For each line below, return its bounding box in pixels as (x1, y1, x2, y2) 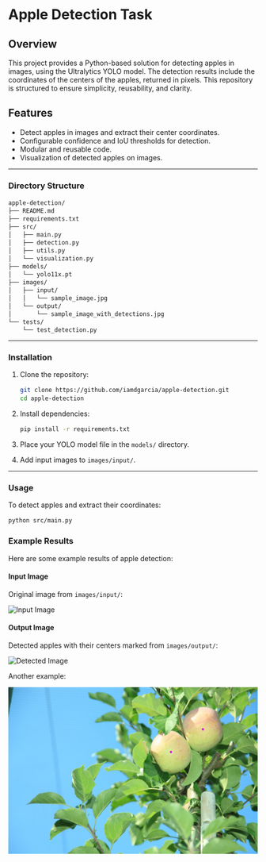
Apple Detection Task (8, 6, 153, 24)
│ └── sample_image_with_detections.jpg (8, 310, 165, 318)
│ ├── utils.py (8, 247, 66, 255)
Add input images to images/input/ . (19, 455, 136, 465)
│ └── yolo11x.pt (8, 271, 73, 279)
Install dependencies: (19, 409, 90, 418)
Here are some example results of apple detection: (8, 553, 173, 563)
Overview (8, 37, 58, 51)
